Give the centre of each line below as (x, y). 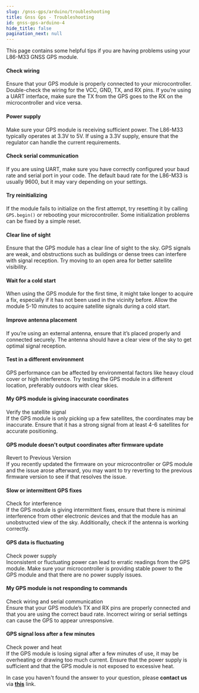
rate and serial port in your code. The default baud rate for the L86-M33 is (97, 175)
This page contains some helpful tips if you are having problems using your (98, 51)
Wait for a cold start (31, 281)
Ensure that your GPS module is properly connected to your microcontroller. (99, 84)
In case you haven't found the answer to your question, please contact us (97, 678)
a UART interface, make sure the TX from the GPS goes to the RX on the (94, 96)
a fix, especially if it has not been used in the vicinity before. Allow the (92, 300)
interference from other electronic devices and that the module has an (92, 516)
